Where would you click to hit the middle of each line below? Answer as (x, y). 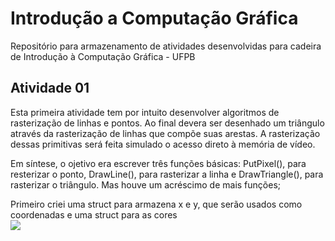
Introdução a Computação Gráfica (154, 18)
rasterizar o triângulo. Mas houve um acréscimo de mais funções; (145, 184)
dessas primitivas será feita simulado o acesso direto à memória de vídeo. (163, 144)
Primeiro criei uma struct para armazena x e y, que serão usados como (156, 204)
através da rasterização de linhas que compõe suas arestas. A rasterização (165, 133)
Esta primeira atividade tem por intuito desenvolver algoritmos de (145, 112)
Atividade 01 (50, 88)
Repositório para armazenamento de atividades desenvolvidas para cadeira (166, 46)
